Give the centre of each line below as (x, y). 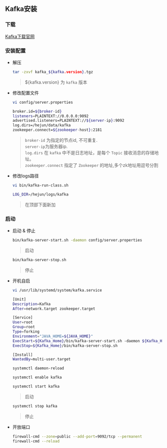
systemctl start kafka (36, 387)
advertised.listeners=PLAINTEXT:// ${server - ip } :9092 (68, 121)
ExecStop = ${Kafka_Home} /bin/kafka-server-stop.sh (65, 346)
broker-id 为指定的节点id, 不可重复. (61, 140)
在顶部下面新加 (40, 204)
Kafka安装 (21, 9)
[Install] (23, 355)
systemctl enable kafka (37, 377)
